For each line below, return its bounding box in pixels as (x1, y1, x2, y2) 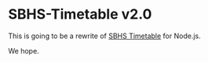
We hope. (8, 46, 39, 55)
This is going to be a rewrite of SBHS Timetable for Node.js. (8, 31, 202, 40)
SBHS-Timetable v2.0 (8, 5, 152, 23)
